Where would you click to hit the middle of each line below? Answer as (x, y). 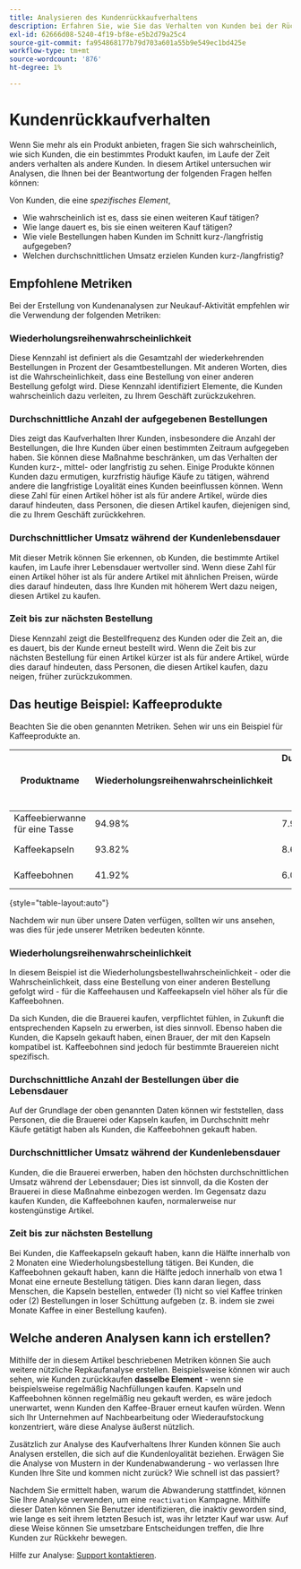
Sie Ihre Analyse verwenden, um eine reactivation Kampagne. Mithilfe (140, 1499)
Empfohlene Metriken (71, 284)
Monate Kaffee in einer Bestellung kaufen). (88, 1310)
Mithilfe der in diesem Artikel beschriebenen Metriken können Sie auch (140, 1360)
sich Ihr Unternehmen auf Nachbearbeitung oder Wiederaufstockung (137, 1417)
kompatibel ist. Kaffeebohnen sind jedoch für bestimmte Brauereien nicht (144, 1046)
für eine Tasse (44, 828)
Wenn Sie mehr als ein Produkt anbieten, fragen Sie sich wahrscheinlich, (143, 144)
